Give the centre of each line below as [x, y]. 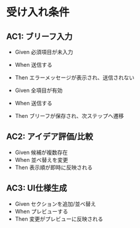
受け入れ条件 [38, 12]
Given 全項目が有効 [39, 90]
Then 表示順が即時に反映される [54, 167]
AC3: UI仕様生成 [37, 188]
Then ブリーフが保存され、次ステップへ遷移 [69, 116]
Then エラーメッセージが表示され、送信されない [75, 78]
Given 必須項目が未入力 [44, 52]
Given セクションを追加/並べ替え [55, 204]
